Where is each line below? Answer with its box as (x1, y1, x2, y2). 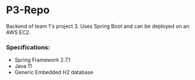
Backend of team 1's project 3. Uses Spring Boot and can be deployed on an (6, 23, 190, 30)
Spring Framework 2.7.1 (14, 56, 71, 64)
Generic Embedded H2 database (14, 69, 93, 76)
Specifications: (6, 43, 51, 51)
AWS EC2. (6, 28, 31, 35)
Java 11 (14, 63, 32, 70)
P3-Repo (6, 3, 50, 17)
